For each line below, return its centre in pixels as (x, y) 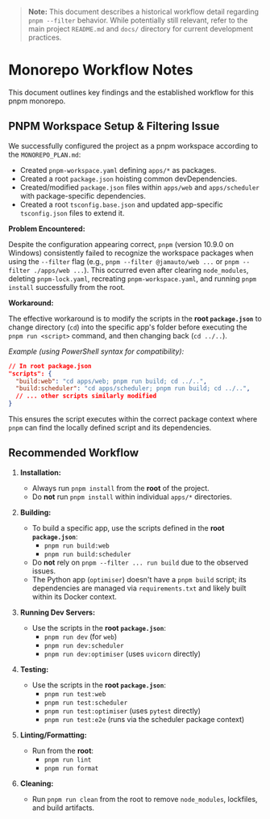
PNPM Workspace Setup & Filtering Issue (114, 126)
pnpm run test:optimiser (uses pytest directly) (123, 711)
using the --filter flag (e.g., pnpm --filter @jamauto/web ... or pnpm (124, 261)
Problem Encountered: (47, 229)
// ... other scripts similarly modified (86, 396)
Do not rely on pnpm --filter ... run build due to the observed (140, 562)
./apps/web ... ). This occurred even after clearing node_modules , (141, 270)
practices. (45, 37)
